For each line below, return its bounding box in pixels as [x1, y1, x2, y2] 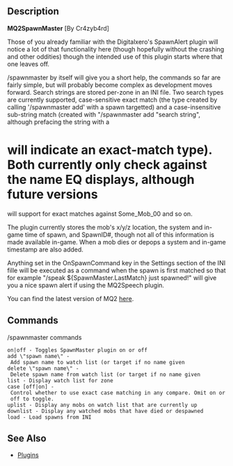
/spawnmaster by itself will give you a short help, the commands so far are [7, 73, 221, 81]
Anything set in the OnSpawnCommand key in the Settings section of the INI [7, 258, 226, 267]
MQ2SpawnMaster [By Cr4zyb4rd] [7, 24, 110, 32]
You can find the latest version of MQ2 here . [7, 294, 134, 302]
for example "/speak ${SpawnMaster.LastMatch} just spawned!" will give [7, 273, 217, 281]
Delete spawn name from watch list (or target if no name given [10, 371, 200, 378]
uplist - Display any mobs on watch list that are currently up [7, 401, 198, 408]
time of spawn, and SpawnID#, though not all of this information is [24, 230, 214, 239]
